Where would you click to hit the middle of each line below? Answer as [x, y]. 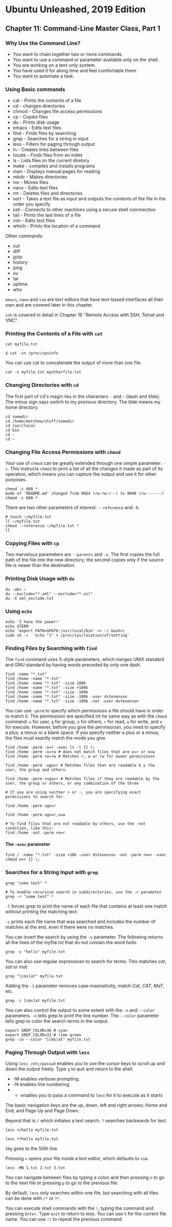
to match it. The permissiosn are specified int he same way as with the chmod [86, 716]
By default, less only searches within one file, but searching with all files [82, 1193]
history [20, 262]
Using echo [19, 611]
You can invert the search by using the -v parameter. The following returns [84, 937]
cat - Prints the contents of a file [47, 101]
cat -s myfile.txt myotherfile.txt [43, 372]
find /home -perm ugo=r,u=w [35, 815]
